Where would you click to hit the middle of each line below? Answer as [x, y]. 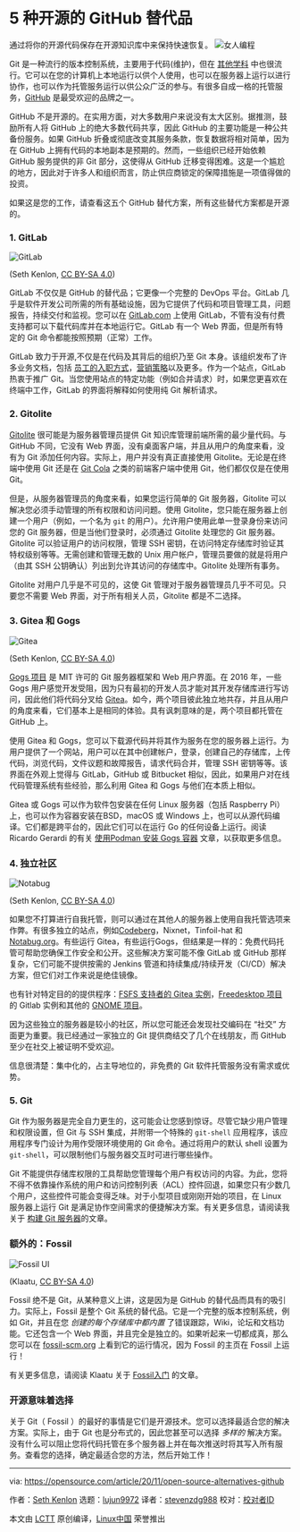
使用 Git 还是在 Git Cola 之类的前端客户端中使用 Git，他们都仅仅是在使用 [157, 468]
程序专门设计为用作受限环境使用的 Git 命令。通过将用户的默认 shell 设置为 [152, 1144]
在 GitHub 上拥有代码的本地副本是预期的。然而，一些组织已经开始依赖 [137, 149]
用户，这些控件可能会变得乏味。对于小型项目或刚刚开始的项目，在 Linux [149, 1196]
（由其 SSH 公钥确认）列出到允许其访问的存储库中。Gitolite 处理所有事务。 [147, 566]
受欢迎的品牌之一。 [104, 97]
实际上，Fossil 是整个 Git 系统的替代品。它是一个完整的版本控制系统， [153, 1311]
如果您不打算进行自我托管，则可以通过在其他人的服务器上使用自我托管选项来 [150, 919]
